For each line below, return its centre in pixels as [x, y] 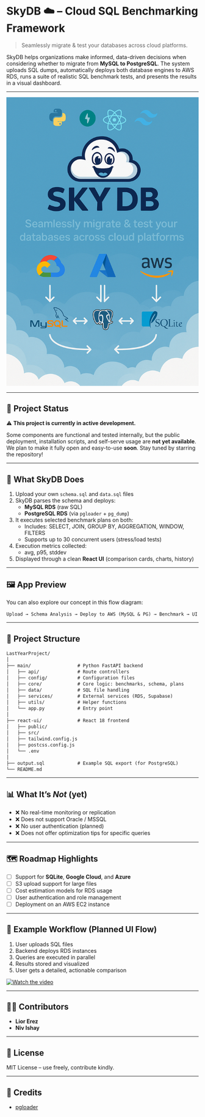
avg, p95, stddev [45, 553]
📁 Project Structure [43, 638]
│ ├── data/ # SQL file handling [68, 690]
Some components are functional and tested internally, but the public [93, 435]
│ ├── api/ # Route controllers [68, 672]
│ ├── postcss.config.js [41, 745]
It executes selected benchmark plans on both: [74, 520]
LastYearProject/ [28, 653]
